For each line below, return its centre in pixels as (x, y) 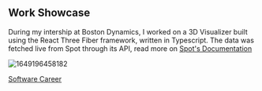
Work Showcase (49, 13)
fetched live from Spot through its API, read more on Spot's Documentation (130, 48)
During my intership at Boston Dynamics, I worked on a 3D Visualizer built (128, 31)
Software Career (35, 78)
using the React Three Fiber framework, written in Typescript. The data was (131, 40)
